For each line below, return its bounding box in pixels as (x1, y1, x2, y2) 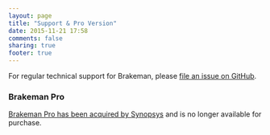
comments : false (8, 34, 63, 43)
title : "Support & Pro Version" (8, 19, 117, 27)
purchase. (8, 118, 42, 128)
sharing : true (8, 42, 56, 50)
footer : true (8, 49, 52, 57)
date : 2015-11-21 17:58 (8, 27, 89, 35)
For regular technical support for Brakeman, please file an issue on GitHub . (8, 72, 257, 80)
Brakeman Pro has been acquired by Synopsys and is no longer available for (8, 109, 262, 119)
